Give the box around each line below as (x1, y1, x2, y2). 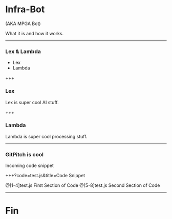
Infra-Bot (5, 4, 45, 15)
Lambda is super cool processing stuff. (5, 133, 88, 139)
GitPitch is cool (5, 151, 44, 158)
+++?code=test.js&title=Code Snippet (5, 173, 85, 179)
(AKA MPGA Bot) (5, 20, 41, 27)
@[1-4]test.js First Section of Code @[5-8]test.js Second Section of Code (5, 182, 160, 188)
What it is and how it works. (5, 30, 64, 36)
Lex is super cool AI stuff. (5, 99, 59, 105)
